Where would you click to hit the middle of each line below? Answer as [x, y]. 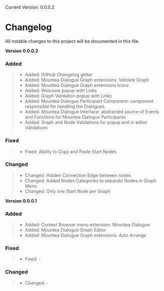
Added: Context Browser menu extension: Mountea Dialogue [87, 225]
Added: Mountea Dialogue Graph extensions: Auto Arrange [85, 235]
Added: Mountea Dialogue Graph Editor [65, 230]
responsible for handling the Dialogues [65, 106]
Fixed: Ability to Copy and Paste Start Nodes [70, 151]
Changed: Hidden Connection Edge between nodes [78, 175]
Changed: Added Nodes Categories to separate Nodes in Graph [90, 180]
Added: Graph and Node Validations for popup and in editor [86, 122]
